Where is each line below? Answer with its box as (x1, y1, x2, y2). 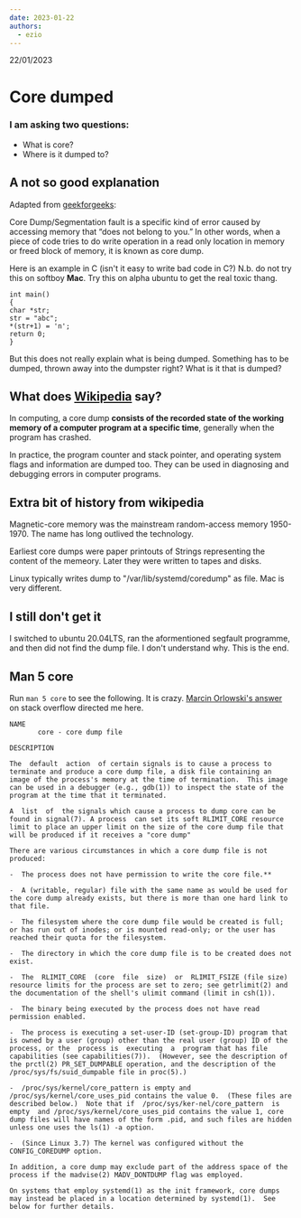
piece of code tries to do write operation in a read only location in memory (9, 236, 286, 247)
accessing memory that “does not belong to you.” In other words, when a (9, 226, 281, 237)
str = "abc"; (9, 314, 59, 323)
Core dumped (9, 87, 114, 107)
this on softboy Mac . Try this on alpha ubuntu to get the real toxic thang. (9, 272, 278, 283)
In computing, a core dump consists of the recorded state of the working (9, 413, 285, 424)
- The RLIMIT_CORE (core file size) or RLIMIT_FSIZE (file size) (9, 972, 288, 981)
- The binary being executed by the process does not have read (9, 1004, 260, 1013)
